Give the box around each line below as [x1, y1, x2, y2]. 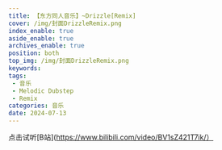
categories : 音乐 [8, 102, 65, 110]
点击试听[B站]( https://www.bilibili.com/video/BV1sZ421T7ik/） [8, 132, 214, 142]
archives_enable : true [8, 42, 85, 50]
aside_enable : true [8, 34, 74, 43]
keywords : [8, 65, 42, 73]
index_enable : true [8, 27, 74, 35]
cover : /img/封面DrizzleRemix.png [8, 19, 123, 27]
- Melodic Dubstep [11, 86, 74, 95]
